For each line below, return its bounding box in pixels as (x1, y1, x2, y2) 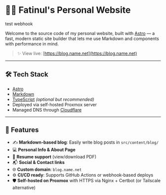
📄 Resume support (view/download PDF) (12, 154, 97, 159)
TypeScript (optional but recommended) (12, 96, 95, 102)
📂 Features (5, 126, 39, 134)
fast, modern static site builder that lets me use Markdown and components (5, 36, 159, 41)
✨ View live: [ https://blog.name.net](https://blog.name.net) (17, 50, 137, 56)
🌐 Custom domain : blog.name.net (12, 166, 82, 172)
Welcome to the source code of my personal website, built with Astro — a (5, 30, 155, 36)
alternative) (12, 185, 36, 191)
